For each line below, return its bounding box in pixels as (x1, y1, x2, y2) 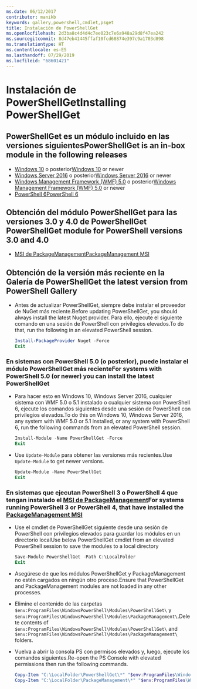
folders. (14, 636, 33, 644)
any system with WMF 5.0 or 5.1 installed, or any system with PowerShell (14, 418, 190, 425)
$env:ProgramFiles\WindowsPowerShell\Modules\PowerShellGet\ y (14, 606, 172, 613)
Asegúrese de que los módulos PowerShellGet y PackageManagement (14, 570, 186, 577)
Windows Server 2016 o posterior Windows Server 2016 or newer (14, 172, 172, 179)
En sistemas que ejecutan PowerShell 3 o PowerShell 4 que (6, 489, 178, 497)
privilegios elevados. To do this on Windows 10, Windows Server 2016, (14, 412, 184, 419)
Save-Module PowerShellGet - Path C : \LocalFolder (14, 554, 136, 560)
